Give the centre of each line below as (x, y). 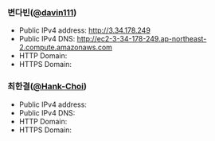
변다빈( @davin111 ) (42, 12)
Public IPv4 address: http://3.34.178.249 (84, 30)
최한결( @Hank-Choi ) (47, 87)
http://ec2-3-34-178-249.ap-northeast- (142, 39)
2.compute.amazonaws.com (66, 47)
